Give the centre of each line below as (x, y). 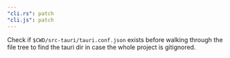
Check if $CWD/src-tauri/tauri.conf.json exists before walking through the (115, 39)
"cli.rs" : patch (30, 13)
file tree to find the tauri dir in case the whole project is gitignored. (101, 47)
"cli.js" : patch (30, 20)
